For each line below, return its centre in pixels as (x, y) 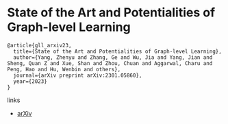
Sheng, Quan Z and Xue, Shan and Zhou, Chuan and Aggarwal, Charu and (110, 63)
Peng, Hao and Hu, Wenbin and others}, (64, 69)
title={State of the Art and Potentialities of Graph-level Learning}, (118, 51)
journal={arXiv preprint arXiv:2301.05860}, (78, 75)
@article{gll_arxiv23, (39, 45)
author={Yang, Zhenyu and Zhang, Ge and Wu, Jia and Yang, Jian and (113, 57)
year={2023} (30, 81)
